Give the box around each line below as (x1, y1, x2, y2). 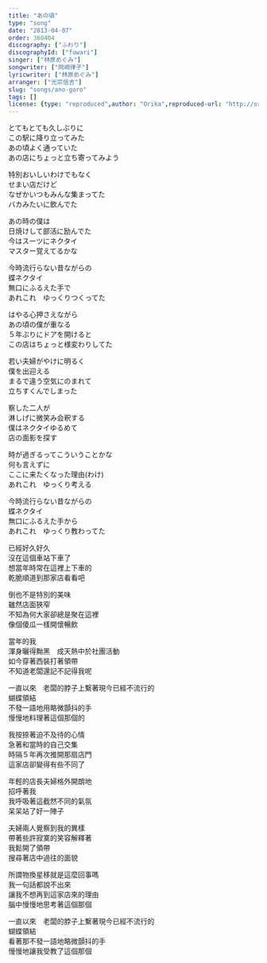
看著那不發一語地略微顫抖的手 (8, 937, 106, 946)
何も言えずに (8, 460, 50, 470)
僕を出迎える (8, 366, 50, 376)
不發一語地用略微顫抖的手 (8, 703, 92, 713)
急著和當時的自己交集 (8, 740, 78, 749)
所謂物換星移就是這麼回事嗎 (8, 870, 99, 880)
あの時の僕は (8, 216, 50, 226)
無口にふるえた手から (8, 516, 78, 526)
